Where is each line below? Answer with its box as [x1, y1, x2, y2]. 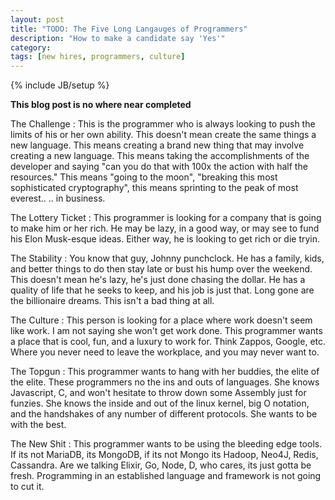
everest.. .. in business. [10, 192, 106, 205]
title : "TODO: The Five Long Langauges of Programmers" [10, 24, 248, 34]
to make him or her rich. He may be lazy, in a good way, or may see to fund [10, 222, 320, 235]
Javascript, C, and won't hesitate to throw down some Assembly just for [10, 387, 307, 399]
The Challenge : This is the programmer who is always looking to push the [10, 118, 316, 130]
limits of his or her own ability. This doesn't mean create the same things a [10, 129, 317, 141]
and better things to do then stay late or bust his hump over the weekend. [10, 263, 313, 275]
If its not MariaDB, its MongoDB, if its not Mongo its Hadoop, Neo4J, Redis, [10, 449, 319, 461]
